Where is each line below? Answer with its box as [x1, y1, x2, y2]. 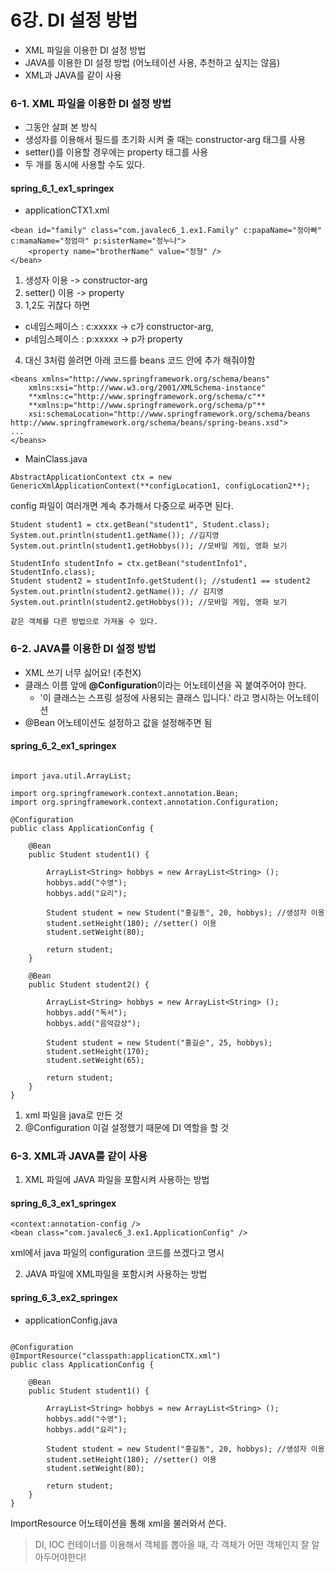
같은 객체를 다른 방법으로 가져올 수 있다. [10, 617, 159, 627]
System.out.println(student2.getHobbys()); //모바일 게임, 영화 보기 [10, 597, 288, 608]
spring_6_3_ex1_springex [10, 1197, 117, 1209]
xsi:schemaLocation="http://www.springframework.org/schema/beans [28, 409, 311, 420]
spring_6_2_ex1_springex [10, 740, 117, 752]
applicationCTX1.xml [24, 204, 110, 216]
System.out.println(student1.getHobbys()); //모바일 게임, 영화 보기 [10, 541, 288, 551]
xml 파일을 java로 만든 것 [24, 1109, 123, 1121]
